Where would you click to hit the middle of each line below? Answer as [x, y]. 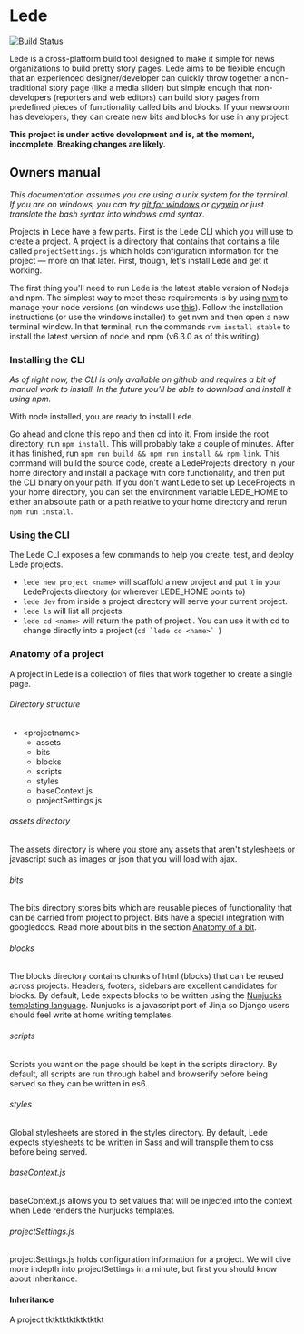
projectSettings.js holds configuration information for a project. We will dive [151, 1259]
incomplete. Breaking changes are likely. [88, 144]
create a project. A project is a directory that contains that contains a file [144, 241]
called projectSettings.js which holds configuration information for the [144, 250]
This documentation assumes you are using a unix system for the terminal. [150, 194]
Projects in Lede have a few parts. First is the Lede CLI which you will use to [152, 231]
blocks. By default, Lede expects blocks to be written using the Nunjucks [146, 995]
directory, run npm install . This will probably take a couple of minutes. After [152, 444]
